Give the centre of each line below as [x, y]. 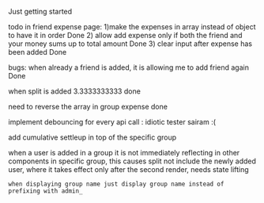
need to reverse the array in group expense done [88, 107]
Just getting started [40, 11]
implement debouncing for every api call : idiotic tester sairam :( [112, 122]
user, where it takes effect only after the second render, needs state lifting [128, 169]
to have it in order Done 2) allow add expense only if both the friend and [125, 35]
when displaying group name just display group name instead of [116, 184]
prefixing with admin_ [45, 191]
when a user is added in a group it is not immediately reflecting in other [124, 153]
